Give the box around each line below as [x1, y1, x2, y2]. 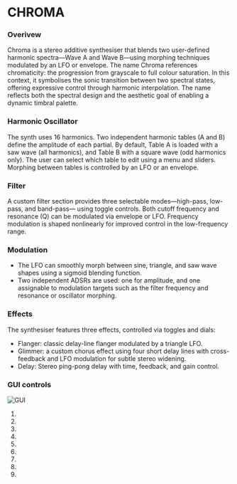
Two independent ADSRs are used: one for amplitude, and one [17, 276, 201, 285]
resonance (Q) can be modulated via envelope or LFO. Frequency [7, 212, 199, 221]
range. [7, 227, 27, 236]
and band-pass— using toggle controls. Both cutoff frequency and [24, 204, 220, 214]
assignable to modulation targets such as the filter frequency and [17, 284, 209, 293]
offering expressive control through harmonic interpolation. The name [7, 83, 211, 93]
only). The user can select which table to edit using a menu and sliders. [7, 155, 216, 164]
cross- [210, 347, 230, 355]
